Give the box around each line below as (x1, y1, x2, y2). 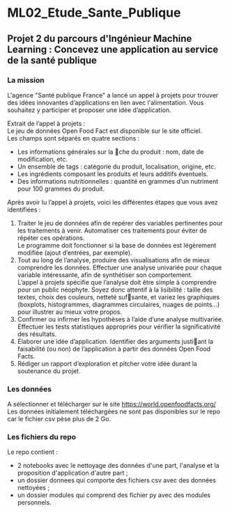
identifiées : (7, 205, 41, 214)
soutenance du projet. (17, 367, 81, 375)
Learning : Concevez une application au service (7, 43, 219, 55)
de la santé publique (7, 54, 98, 66)
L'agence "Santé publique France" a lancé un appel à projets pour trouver (7, 90, 219, 99)
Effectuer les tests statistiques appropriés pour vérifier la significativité (17, 322, 221, 331)
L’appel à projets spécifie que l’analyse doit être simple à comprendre (17, 278, 217, 286)
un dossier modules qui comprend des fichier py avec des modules (17, 491, 211, 499)
